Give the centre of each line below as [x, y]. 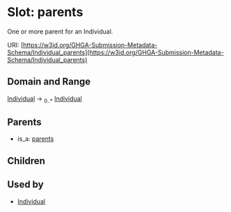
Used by [25, 184]
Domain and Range [49, 82]
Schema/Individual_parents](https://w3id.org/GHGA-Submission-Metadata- [115, 52]
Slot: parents [45, 12]
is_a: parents [35, 139]
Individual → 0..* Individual [45, 99]
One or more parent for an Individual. [60, 31]
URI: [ [15, 45]
